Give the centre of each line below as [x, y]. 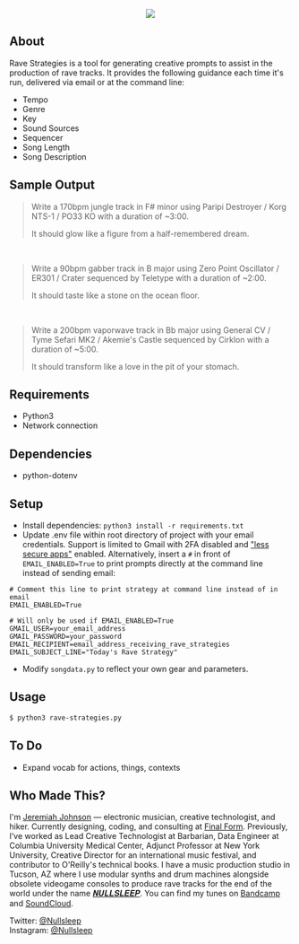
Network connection [60, 425]
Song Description [54, 156]
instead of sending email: [69, 573]
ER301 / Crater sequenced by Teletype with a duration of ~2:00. [149, 277]
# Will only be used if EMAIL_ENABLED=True [92, 621]
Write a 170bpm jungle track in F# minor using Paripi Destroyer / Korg [158, 206]
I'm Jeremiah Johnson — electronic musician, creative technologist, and [142, 817]
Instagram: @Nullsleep [51, 931]
